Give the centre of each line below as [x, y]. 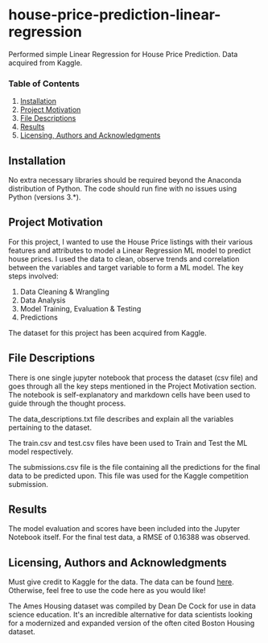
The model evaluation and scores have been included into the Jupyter [124, 529]
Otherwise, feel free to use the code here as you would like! [107, 591]
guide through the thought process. [67, 403]
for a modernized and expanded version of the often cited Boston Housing [132, 623]
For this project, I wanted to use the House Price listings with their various [131, 241]
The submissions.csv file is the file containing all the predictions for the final [134, 467]
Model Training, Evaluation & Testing [80, 308]
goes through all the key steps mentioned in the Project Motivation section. [132, 386]
